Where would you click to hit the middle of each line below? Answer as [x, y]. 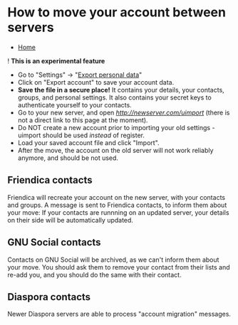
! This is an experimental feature [56, 60]
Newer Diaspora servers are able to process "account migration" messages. [119, 314]
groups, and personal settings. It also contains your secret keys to [114, 97]
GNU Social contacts [54, 243]
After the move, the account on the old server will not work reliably [115, 150]
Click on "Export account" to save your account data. [96, 82]
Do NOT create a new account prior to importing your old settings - [116, 127]
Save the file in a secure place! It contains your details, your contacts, [121, 90]
